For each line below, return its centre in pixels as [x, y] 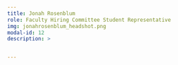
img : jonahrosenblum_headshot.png [57, 26]
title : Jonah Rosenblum [41, 13]
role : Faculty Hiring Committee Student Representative [89, 20]
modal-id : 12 [26, 32]
